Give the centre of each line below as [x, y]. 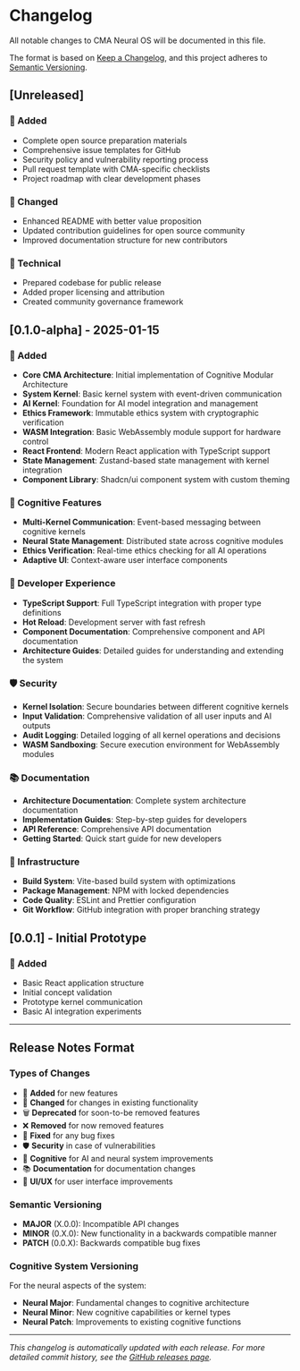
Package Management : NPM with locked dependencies [125, 890]
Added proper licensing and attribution [93, 293]
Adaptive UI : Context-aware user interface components [125, 560]
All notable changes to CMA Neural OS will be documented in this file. [137, 40]
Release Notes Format [72, 1048]
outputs [36, 725]
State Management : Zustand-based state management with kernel [146, 460]
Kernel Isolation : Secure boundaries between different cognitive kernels [155, 706]
